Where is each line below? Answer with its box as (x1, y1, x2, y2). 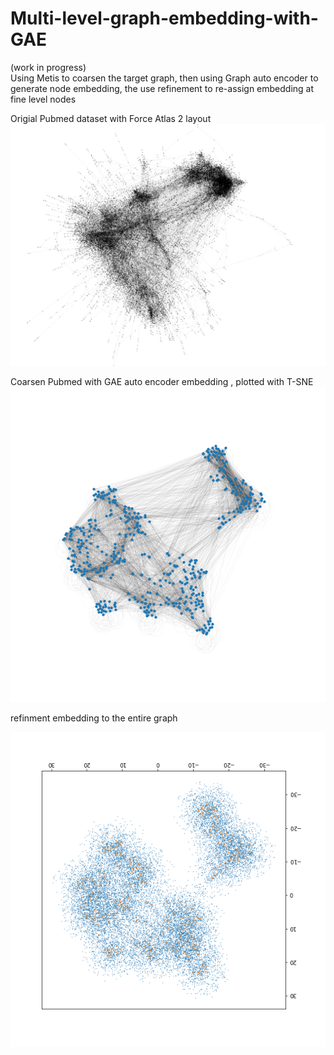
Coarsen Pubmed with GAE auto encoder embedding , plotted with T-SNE (10, 375, 314, 387)
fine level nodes (10, 93, 77, 105)
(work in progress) (10, 61, 87, 73)
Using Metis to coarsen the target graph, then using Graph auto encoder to (10, 72, 319, 84)
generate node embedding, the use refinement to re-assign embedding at (10, 82, 315, 94)
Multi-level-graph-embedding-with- (10, 7, 319, 30)
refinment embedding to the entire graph (10, 712, 178, 724)
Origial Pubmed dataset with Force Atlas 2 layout (10, 112, 212, 124)
